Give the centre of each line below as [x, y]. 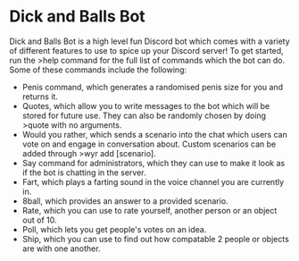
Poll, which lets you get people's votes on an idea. [114, 229]
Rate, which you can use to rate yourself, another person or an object [149, 210]
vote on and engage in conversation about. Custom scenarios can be [149, 144]
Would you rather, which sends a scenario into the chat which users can [154, 134]
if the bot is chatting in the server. [84, 173]
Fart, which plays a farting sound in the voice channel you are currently [153, 181]
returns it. [40, 97]
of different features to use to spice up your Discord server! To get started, [146, 50]
